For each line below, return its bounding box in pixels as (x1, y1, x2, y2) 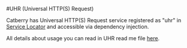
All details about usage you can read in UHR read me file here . (6, 35, 160, 41)
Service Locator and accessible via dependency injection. (6, 23, 149, 30)
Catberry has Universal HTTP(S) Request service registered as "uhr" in (6, 17, 182, 23)
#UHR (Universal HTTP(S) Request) (6, 5, 94, 12)
